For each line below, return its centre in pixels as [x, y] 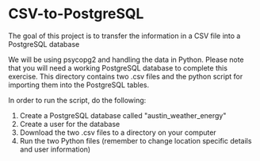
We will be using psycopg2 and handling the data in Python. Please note [126, 59]
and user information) [55, 149]
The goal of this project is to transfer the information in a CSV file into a [124, 36]
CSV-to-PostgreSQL [76, 14]
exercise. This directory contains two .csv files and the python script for [126, 76]
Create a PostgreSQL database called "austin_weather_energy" [123, 115]
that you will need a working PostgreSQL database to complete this [118, 67]
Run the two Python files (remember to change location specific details [136, 140]
